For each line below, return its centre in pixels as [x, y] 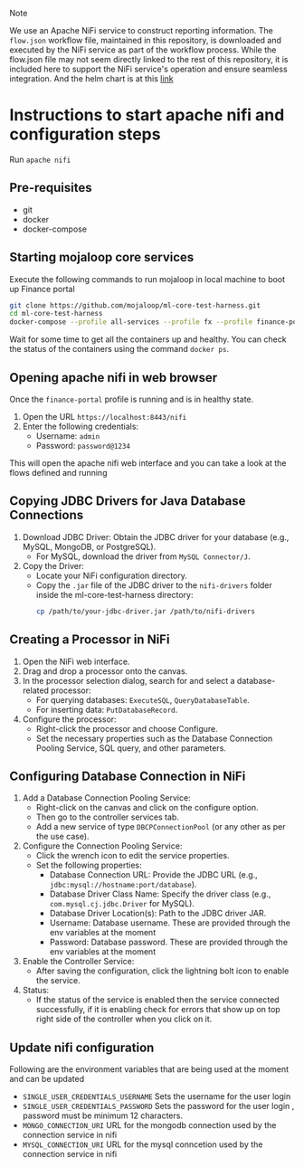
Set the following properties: [89, 865]
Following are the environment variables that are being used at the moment [149, 1069]
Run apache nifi [40, 159]
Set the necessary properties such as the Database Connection [154, 738]
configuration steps [85, 134]
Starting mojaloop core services [102, 257]
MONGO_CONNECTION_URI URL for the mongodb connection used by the [149, 1125]
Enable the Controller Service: [78, 962]
